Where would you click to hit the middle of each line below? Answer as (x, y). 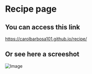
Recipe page (31, 9)
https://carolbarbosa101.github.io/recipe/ (46, 39)
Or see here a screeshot (42, 54)
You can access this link (43, 27)
